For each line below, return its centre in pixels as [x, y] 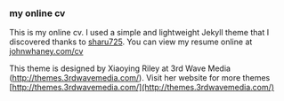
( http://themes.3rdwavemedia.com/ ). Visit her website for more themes [140, 78]
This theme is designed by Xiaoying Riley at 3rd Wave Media [120, 68]
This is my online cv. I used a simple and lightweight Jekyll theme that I [139, 33]
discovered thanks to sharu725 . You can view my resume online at [131, 42]
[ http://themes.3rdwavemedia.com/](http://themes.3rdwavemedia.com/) [142, 88]
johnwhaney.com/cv [46, 51]
